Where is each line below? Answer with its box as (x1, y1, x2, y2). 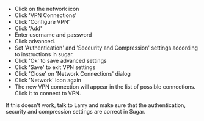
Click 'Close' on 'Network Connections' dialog (14, 70, 131, 77)
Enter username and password (14, 31, 92, 38)
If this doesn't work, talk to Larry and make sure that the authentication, (5, 101, 186, 109)
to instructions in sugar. (14, 51, 74, 57)
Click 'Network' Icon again (14, 76, 82, 84)
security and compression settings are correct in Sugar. (5, 108, 146, 115)
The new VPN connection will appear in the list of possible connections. (14, 83, 196, 90)
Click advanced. (14, 38, 56, 45)
